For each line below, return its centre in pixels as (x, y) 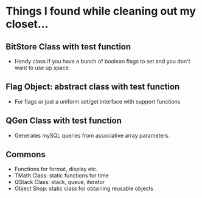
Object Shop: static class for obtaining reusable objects (84, 189)
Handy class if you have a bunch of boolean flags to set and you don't (102, 61)
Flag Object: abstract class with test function (93, 87)
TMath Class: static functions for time (61, 175)
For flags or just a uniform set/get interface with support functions (97, 101)
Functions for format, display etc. (56, 169)
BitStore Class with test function (68, 47)
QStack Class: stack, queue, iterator (60, 182)
